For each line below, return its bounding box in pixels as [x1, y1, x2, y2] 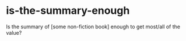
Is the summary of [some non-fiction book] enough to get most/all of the [6, 23, 181, 30]
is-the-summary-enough [6, 4, 130, 17]
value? [6, 29, 22, 36]
